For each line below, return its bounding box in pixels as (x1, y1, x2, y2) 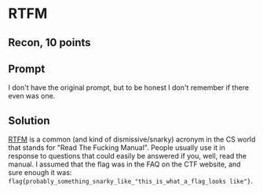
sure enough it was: (8, 168, 72, 177)
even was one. (8, 91, 56, 101)
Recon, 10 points (8, 36, 92, 49)
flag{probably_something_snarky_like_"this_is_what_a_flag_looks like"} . (8, 177, 254, 186)
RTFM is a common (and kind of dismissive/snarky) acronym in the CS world (8, 134, 256, 145)
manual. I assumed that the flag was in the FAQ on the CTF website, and (8, 159, 241, 169)
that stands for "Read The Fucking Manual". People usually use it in (8, 143, 225, 152)
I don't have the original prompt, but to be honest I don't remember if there (8, 83, 250, 92)
